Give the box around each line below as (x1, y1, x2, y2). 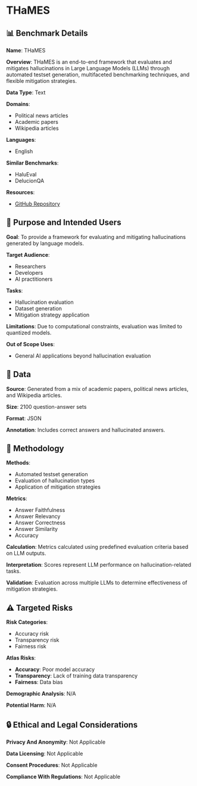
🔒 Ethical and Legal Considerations (6, 719, 138, 730)
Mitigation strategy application (14, 311, 90, 318)
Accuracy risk (14, 630, 49, 638)
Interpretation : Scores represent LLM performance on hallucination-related (6, 561, 192, 568)
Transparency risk (14, 636, 60, 644)
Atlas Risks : (6, 654, 36, 661)
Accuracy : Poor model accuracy (14, 666, 95, 673)
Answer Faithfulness (14, 507, 65, 514)
